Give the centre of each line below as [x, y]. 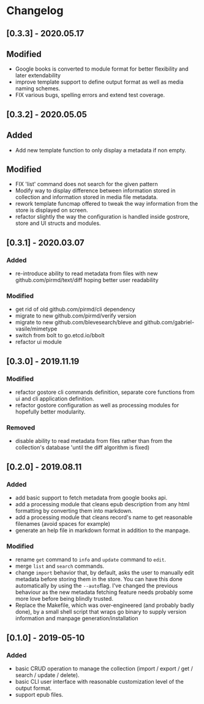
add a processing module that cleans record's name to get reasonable [104, 517]
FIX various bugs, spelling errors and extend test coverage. [90, 95]
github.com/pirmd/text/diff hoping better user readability [87, 280]
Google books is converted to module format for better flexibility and [102, 69]
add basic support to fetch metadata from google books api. [91, 498]
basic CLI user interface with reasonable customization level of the [99, 682]
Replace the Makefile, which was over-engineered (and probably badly [105, 605]
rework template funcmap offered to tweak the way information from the [107, 204]
